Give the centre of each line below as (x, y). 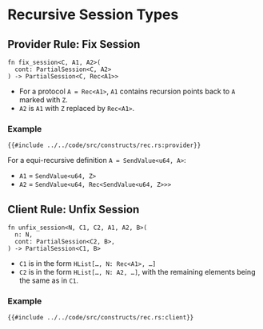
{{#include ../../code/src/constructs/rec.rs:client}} (101, 318)
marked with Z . (44, 100)
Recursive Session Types (93, 15)
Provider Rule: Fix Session (74, 44)
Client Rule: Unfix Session (74, 209)
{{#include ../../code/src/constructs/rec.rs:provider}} (104, 145)
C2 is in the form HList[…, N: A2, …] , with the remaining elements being (137, 272)
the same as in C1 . (49, 280)
